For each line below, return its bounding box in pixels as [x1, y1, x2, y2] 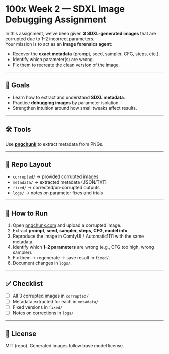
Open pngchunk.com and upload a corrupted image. [12, 222, 122, 228]
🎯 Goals [5, 81, 30, 90]
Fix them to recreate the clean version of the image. [12, 62, 120, 68]
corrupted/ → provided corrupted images [12, 173, 99, 180]
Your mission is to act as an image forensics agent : [5, 41, 112, 47]
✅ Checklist [5, 279, 43, 288]
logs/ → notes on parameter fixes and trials [12, 190, 103, 196]
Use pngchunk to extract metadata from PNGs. [5, 141, 104, 147]
